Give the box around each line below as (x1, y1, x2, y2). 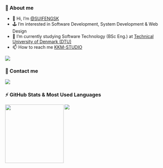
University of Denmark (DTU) (12, 39, 71, 45)
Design (12, 28, 27, 34)
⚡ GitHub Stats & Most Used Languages (5, 91, 101, 98)
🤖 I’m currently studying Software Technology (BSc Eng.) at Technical (12, 34, 154, 39)
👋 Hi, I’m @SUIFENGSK (12, 16, 59, 22)
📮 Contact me (5, 67, 38, 74)
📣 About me (5, 4, 33, 11)
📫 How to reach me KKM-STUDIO (12, 44, 83, 50)
